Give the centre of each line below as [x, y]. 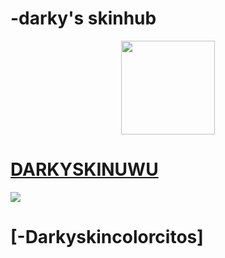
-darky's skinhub [83, 18]
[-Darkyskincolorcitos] [107, 237]
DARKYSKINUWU [84, 169]
